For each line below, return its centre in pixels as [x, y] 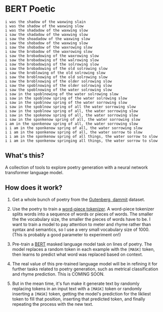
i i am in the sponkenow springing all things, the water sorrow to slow [81, 141]
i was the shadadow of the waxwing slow [47, 30]
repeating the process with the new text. [53, 304]
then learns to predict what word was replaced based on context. [78, 254]
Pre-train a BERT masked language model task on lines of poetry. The [82, 244]
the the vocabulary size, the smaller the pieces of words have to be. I [81, 219]
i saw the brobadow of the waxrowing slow [49, 51]
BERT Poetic [30, 9]
